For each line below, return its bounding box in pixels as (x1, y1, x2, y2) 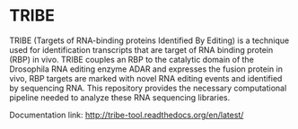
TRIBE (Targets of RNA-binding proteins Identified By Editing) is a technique (9, 35, 290, 46)
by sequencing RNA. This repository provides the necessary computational (9, 82, 287, 93)
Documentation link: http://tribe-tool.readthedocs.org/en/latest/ (9, 109, 244, 120)
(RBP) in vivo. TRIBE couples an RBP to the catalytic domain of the (9, 54, 254, 64)
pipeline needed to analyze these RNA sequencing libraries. (9, 91, 231, 103)
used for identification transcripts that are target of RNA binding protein (9, 44, 274, 55)
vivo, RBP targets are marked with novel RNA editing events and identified (9, 73, 283, 83)
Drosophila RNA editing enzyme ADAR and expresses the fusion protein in (9, 64, 283, 74)
